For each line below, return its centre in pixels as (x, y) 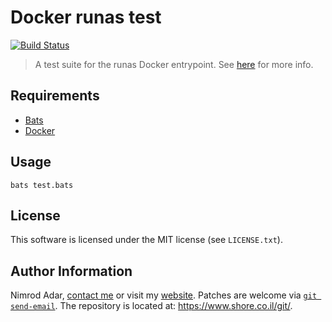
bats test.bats (42, 185)
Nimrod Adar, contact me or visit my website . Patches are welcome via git (164, 295)
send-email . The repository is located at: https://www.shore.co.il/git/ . (151, 306)
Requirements (55, 96)
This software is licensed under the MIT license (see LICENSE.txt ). (146, 240)
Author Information (71, 271)
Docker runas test (86, 17)
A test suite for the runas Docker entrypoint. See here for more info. (174, 64)
